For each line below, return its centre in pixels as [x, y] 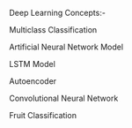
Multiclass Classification [53, 30]
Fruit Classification [43, 115]
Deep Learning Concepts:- [57, 13]
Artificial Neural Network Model [66, 47]
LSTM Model [32, 64]
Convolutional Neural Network [64, 98]
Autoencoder [33, 81]
